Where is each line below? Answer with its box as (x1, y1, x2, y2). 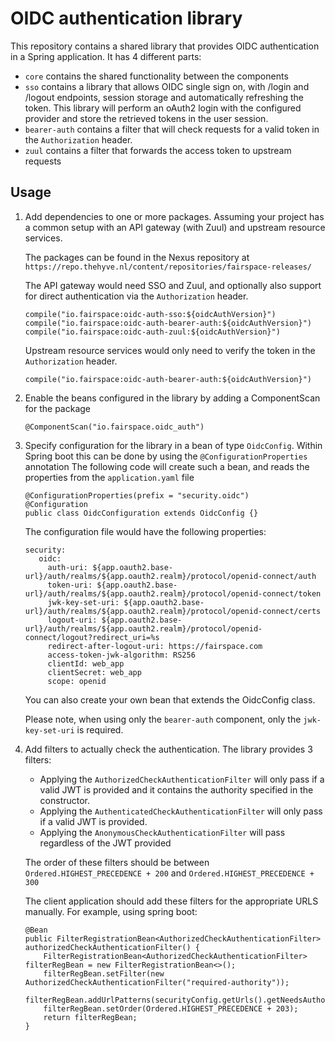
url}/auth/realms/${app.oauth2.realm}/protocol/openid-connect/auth (24, 571, 317, 581)
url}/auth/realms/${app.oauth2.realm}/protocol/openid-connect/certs (24, 606, 322, 616)
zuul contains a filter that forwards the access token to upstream (24, 144, 292, 156)
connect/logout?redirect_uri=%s (24, 632, 160, 642)
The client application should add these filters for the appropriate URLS (24, 895, 319, 907)
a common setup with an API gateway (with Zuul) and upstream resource (24, 221, 326, 233)
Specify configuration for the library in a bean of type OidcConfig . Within (24, 439, 323, 451)
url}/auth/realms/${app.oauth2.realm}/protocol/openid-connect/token (24, 588, 322, 599)
